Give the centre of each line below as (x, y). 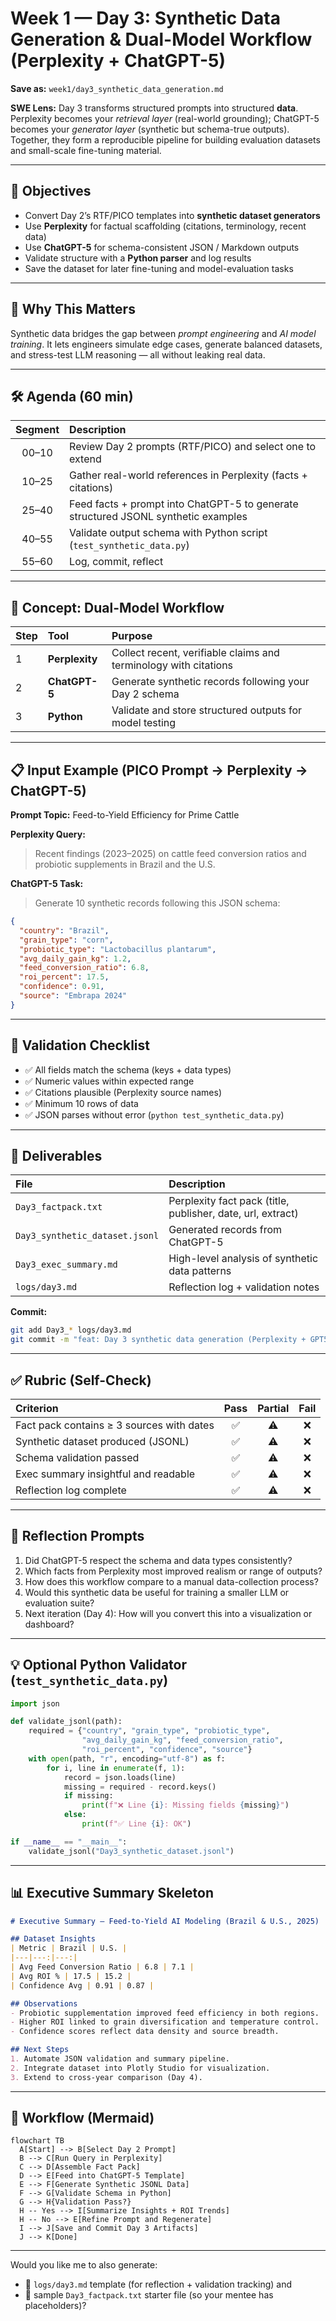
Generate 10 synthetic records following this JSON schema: (157, 903)
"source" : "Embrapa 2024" (73, 996)
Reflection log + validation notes (244, 1287)
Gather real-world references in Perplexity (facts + (188, 475)
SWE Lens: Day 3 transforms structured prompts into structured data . (154, 108)
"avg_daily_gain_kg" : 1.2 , (75, 958)
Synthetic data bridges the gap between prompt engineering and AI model (163, 333)
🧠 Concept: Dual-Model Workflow (117, 607)
